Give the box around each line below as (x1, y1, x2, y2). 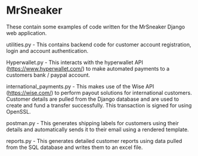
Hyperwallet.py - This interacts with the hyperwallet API (6, 59, 143, 66)
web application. (6, 29, 47, 36)
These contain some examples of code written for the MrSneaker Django (6, 23, 185, 30)
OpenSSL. (6, 108, 31, 115)
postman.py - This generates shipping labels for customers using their (6, 119, 179, 126)
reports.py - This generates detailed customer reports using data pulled (6, 137, 182, 144)
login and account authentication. (6, 47, 89, 54)
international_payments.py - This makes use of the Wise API (6, 82, 154, 90)
